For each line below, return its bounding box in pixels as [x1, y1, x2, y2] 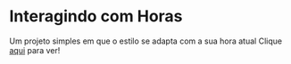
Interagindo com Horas [9, 6, 183, 27]
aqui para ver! [9, 44, 61, 55]
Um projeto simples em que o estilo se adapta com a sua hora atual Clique [9, 36, 283, 46]
